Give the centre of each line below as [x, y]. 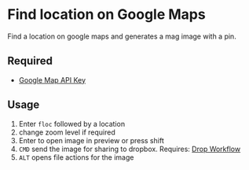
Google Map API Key [52, 79]
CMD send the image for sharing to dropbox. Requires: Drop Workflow [130, 149]
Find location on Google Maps [106, 15]
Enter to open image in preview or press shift [91, 140]
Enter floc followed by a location [72, 124]
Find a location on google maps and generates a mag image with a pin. [122, 36]
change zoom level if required [67, 132]
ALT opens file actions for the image [76, 157]
